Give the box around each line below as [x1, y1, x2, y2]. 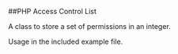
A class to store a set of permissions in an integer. [8, 22, 172, 31]
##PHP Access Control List [8, 7, 97, 16]
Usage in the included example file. [8, 37, 123, 46]
